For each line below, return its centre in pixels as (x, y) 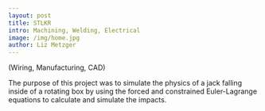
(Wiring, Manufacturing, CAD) (57, 67)
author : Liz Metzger (43, 45)
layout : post (30, 15)
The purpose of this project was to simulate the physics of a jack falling (125, 83)
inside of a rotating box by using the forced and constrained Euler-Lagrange (132, 91)
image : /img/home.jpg (44, 38)
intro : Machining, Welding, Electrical (74, 30)
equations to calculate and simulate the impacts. (88, 100)
